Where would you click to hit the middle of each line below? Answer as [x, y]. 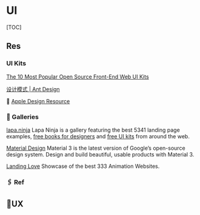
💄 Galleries [23, 117]
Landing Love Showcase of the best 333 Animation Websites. [83, 166]
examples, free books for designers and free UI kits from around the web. [98, 136]
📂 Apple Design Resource [38, 101]
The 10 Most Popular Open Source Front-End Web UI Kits [78, 77]
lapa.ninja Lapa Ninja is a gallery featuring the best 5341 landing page [93, 130]
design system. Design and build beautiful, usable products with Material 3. [100, 154]
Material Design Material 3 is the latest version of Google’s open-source [96, 148]
